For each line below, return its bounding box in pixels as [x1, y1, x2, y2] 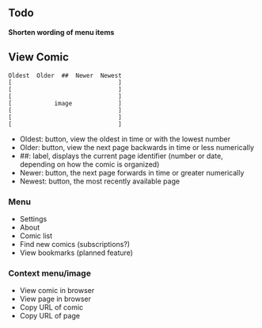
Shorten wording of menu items [8, 27, 115, 37]
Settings [19, 214, 47, 223]
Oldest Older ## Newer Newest [8, 71, 123, 79]
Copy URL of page [19, 311, 81, 321]
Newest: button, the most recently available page [19, 176, 180, 186]
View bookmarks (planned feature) [19, 248, 133, 257]
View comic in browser [19, 286, 95, 295]
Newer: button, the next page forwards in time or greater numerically [19, 168, 245, 177]
